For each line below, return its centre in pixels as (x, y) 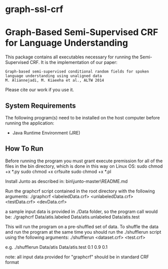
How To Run (24, 149)
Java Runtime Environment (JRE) (46, 132)
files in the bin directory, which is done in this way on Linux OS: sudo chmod (84, 166)
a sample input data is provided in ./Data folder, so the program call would (81, 211)
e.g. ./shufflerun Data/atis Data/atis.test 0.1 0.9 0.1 (56, 247)
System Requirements (41, 106)
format (12, 262)
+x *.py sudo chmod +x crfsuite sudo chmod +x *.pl (58, 171)
